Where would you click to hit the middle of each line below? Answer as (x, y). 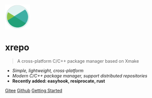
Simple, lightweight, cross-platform (48, 71)
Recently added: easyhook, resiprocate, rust (59, 81)
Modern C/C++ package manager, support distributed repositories (80, 75)
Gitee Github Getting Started (34, 90)
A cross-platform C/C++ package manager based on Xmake (78, 61)
